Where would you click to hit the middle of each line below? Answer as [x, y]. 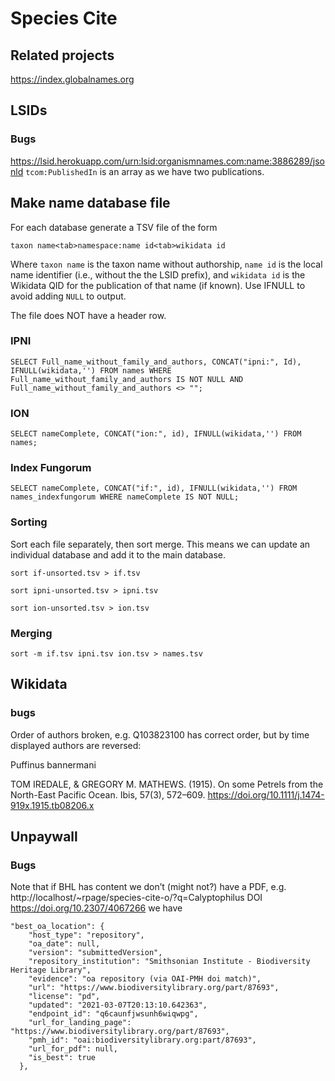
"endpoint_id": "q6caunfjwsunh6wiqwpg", [113, 1014]
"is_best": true [62, 1058]
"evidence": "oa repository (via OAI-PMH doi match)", [145, 979]
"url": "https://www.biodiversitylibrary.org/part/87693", [154, 988]
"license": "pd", [64, 997]
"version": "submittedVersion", [95, 953]
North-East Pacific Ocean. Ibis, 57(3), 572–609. [108, 794]
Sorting [29, 522]
